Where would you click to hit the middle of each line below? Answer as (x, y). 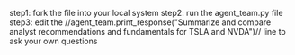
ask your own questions (54, 41)
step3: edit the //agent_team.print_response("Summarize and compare (140, 22)
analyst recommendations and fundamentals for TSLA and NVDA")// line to (147, 31)
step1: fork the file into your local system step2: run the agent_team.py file (146, 13)
